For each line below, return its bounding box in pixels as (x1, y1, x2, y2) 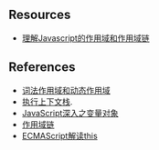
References (8, 59, 76, 75)
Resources (8, 7, 71, 23)
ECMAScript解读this (21, 130, 98, 141)
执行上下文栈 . (21, 95, 73, 107)
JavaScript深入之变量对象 (21, 107, 120, 118)
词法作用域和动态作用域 (21, 85, 111, 95)
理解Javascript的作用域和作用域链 (21, 32, 150, 44)
